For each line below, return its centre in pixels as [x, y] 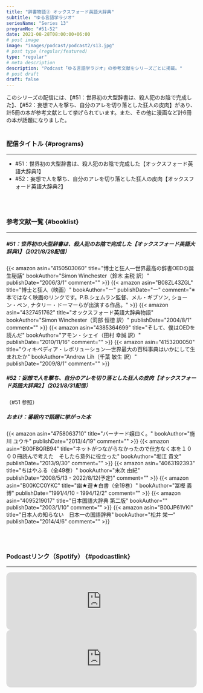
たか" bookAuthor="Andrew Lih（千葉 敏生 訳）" [77, 356]
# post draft [23, 74]
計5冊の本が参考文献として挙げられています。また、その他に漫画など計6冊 [99, 113]
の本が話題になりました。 [38, 120]
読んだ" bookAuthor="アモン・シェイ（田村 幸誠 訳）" [74, 335]
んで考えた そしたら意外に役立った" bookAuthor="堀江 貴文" [104, 456]
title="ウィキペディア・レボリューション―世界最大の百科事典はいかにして [98, 349]
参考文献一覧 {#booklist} [43, 222]
